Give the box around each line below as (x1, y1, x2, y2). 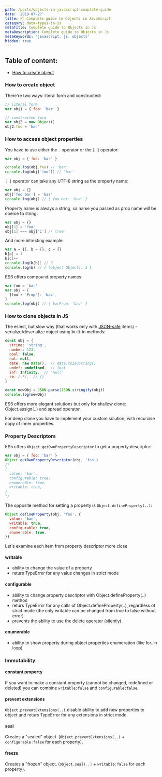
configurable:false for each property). (5, 739, 83, 745)
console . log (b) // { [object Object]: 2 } (5, 265, 92, 270)
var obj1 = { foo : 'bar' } (5, 106, 59, 112)
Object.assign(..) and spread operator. (5, 406, 81, 412)
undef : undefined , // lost (9, 365, 66, 370)
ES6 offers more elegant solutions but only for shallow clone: (5, 401, 127, 406)
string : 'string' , (9, 343, 47, 348)
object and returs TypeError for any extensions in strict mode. (5, 712, 128, 718)
